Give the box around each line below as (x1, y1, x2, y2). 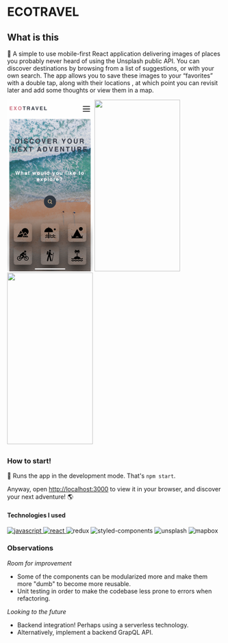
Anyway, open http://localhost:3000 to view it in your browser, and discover (7, 485, 221, 493)
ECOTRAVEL (7, 4, 79, 20)
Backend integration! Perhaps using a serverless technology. (16, 620, 189, 629)
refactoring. (16, 594, 51, 603)
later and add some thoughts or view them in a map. (7, 86, 154, 94)
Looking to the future (7, 607, 66, 616)
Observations (7, 543, 53, 553)
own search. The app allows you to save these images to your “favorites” (7, 71, 214, 80)
